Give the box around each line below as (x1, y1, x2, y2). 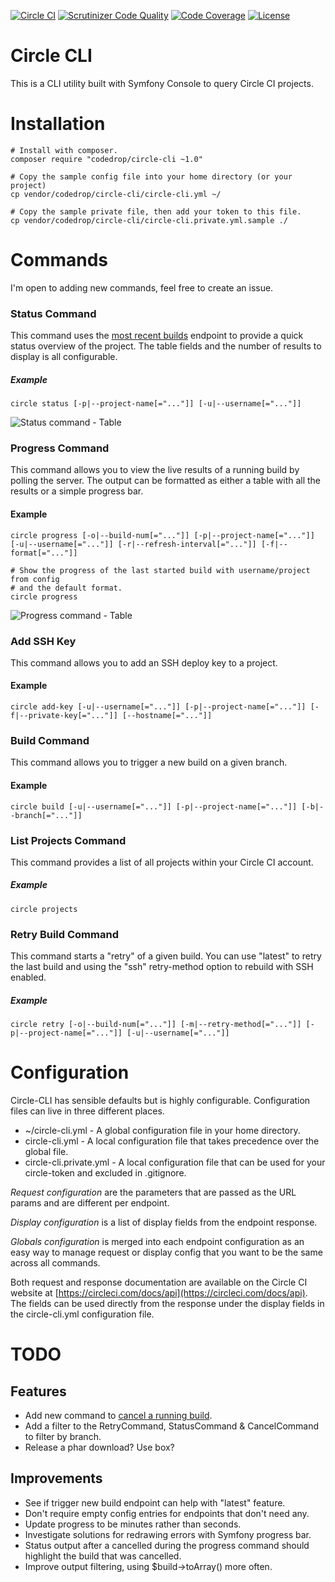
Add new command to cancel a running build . (24, 1410, 213, 1422)
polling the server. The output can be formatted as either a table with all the (10, 475, 322, 487)
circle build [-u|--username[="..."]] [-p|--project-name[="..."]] (10, 801, 298, 812)
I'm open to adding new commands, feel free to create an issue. (10, 281, 274, 294)
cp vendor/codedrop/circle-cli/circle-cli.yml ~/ (10, 189, 222, 199)
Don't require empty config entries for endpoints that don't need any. (24, 1507, 310, 1519)
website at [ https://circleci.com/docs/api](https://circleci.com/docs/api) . (10, 1287, 308, 1299)
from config (10, 574, 60, 584)
